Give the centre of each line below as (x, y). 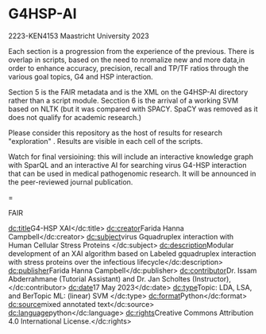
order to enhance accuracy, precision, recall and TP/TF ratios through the (128, 68)
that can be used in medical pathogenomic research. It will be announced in (132, 173)
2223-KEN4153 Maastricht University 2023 (79, 36)
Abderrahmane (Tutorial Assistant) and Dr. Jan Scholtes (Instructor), (120, 278)
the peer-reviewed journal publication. (71, 182)
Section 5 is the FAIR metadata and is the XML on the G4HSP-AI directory (128, 91)
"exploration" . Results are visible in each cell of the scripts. (106, 141)
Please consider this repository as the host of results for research (115, 133)
